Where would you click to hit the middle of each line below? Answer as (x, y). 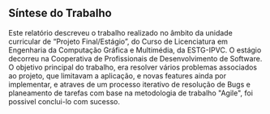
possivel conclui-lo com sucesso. (64, 101)
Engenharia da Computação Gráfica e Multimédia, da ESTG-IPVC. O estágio (135, 50)
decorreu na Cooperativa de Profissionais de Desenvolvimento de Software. (135, 58)
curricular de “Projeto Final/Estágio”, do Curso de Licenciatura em (118, 41)
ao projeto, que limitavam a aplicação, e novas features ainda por (118, 75)
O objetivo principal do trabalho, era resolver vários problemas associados (133, 67)
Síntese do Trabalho (60, 13)
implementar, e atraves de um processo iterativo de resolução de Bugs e (130, 84)
